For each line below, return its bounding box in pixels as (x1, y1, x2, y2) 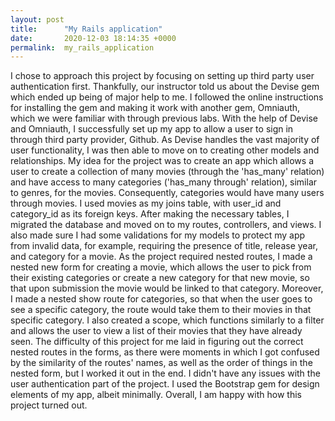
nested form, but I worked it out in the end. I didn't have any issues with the (10, 367, 321, 380)
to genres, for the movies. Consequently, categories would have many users (10, 187, 325, 199)
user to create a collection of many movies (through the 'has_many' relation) (10, 166, 325, 178)
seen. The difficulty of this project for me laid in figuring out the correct (10, 336, 304, 348)
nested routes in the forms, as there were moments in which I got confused (10, 346, 320, 358)
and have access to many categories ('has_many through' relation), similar (10, 176, 318, 188)
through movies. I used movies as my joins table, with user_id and (10, 197, 282, 210)
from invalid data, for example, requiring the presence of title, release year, (10, 240, 318, 252)
